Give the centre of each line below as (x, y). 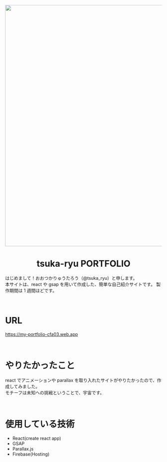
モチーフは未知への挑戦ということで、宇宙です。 (55, 392)
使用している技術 (40, 424)
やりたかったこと (40, 366)
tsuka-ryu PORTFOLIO (83, 264)
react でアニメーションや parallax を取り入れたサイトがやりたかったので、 (81, 380)
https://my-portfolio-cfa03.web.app (42, 334)
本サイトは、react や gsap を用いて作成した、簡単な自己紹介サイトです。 (80, 284)
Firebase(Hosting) (31, 454)
